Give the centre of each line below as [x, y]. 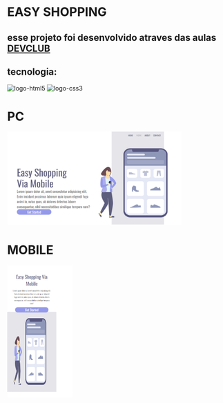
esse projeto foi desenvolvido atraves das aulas [112, 38]
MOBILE [30, 250]
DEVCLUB [29, 48]
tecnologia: [32, 72]
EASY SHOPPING [57, 12]
